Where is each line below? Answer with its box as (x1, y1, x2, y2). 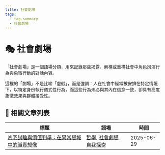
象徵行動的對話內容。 (13, 70, 57, 76)
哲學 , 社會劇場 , (86, 134, 120, 141)
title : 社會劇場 (5, 7, 35, 12)
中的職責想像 (7, 141, 38, 148)
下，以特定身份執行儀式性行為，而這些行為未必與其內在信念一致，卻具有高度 (5, 87, 160, 93)
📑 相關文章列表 (5, 109, 50, 117)
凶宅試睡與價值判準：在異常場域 (7, 134, 82, 141)
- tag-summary (9, 16, 38, 21)
